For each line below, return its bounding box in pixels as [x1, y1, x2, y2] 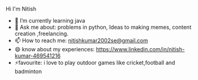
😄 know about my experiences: [14, 46, 95, 53]
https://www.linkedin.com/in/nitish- [96, 46, 185, 53]
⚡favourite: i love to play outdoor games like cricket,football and [14, 59, 175, 66]
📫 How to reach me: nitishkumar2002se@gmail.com [14, 37, 148, 44]
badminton [14, 68, 42, 75]
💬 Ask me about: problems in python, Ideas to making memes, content [14, 24, 192, 31]
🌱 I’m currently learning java [14, 17, 86, 24]
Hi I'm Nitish [5, 5, 37, 12]
